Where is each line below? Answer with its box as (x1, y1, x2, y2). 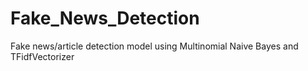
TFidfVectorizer (10, 50, 75, 62)
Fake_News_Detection (10, 7, 200, 30)
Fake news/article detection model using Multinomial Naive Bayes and (10, 40, 299, 52)
